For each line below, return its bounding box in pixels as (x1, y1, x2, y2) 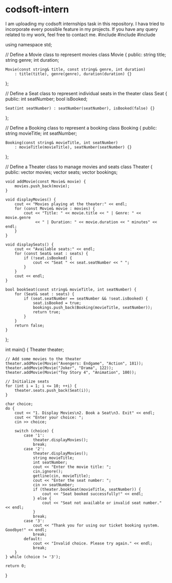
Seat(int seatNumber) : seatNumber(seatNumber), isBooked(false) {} (5, 105, 155, 111)
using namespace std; (5, 41, 52, 47)
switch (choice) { (14, 428, 54, 433)
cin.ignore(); (32, 469, 63, 474)
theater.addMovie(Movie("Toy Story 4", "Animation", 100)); (5, 370, 137, 375)
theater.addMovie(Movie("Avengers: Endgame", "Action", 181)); (5, 361, 144, 366)
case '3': (24, 518, 45, 523)
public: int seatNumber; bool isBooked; (5, 96, 88, 102)
